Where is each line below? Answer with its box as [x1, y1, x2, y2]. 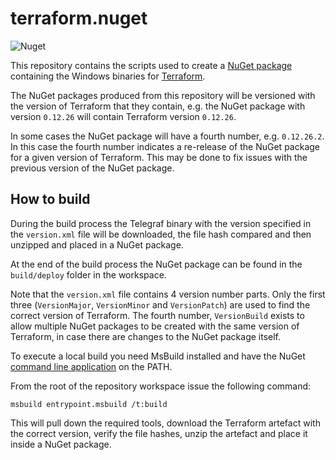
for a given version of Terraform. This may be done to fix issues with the [10, 151, 308, 163]
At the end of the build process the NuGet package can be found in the [10, 258, 303, 270]
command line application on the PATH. [10, 360, 173, 372]
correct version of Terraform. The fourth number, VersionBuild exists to [10, 309, 305, 321]
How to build [10, 191, 91, 208]
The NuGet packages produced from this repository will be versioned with [10, 89, 316, 101]
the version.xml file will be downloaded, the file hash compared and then [10, 228, 312, 240]
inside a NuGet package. [10, 438, 112, 450]
